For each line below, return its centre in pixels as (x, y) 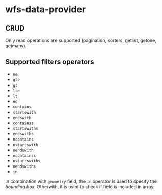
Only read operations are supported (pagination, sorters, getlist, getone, (81, 40)
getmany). (16, 46)
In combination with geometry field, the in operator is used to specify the (81, 181)
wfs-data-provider (46, 9)
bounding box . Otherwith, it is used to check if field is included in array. (80, 186)
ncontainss (24, 156)
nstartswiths (26, 161)
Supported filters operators (50, 62)
